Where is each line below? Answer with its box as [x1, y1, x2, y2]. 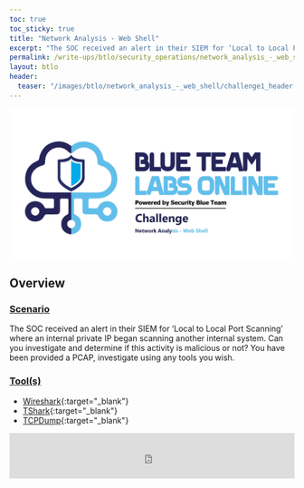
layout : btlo [9, 63, 59, 72]
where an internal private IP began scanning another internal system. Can [9, 333, 283, 344]
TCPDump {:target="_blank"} [22, 415, 129, 425]
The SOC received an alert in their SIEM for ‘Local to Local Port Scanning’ [9, 323, 283, 335]
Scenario [9, 302, 50, 315]
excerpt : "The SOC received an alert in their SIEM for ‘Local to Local [9, 44, 290, 53]
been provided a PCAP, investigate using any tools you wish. [9, 352, 235, 363]
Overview [9, 275, 66, 290]
